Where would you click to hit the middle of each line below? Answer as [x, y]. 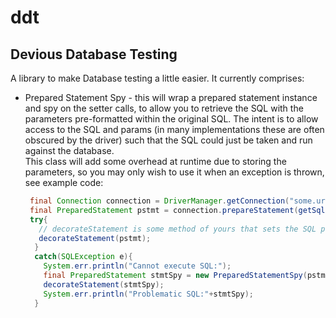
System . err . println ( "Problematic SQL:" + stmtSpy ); [148, 294]
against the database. [69, 150]
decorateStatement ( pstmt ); [95, 238]
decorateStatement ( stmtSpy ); [104, 284]
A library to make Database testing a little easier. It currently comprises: [157, 78]
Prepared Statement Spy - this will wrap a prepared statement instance [171, 97]
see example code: [64, 182]
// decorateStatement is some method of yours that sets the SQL [177, 229]
